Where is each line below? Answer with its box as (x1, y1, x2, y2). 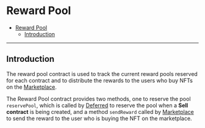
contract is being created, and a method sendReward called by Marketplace (6, 108, 194, 115)
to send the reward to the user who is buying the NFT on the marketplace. (6, 115, 192, 122)
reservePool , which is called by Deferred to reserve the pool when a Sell (6, 102, 189, 109)
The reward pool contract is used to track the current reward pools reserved (6, 70, 198, 77)
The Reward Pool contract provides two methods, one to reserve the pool (6, 95, 191, 102)
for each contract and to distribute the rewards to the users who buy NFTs (6, 77, 193, 84)
